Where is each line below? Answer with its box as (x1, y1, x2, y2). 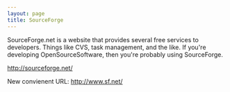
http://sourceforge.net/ (7, 64, 73, 72)
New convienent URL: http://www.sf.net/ (7, 77, 123, 85)
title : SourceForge (7, 17, 64, 24)
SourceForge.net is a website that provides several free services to (7, 35, 199, 44)
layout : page (7, 10, 45, 17)
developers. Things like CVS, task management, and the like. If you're (7, 43, 206, 51)
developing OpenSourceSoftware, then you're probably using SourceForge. (7, 50, 224, 59)
